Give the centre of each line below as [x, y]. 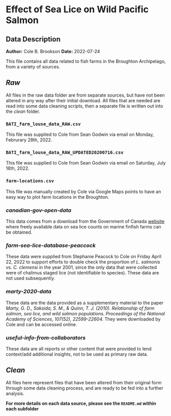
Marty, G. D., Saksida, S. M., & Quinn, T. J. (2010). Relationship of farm [80, 308]
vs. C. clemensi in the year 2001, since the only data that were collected [81, 267]
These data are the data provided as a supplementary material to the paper [85, 303]
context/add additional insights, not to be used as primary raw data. [77, 354]
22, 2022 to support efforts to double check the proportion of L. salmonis [83, 262]
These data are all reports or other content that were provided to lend [79, 349]
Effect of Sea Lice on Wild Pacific [77, 9]
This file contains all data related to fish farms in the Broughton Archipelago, [86, 61]
